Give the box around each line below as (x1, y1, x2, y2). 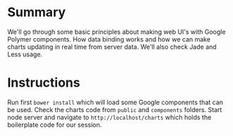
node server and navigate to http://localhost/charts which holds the (7, 113, 212, 121)
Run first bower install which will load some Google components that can (7, 98, 224, 106)
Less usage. (7, 50, 43, 58)
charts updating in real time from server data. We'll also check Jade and (7, 42, 217, 51)
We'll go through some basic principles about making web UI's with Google (7, 27, 226, 36)
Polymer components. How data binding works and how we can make (7, 35, 210, 43)
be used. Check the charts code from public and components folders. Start (7, 105, 222, 113)
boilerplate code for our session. (7, 120, 102, 129)
